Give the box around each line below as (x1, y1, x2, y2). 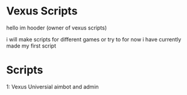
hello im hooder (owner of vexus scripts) (6, 24, 107, 31)
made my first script (6, 42, 56, 49)
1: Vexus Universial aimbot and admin (6, 83, 99, 90)
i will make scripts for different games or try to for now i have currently (6, 35, 182, 43)
